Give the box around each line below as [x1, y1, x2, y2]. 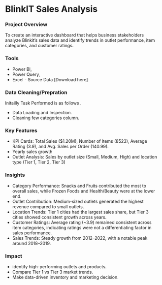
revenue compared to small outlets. [12, 203, 84, 210]
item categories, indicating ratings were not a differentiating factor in [12, 224, 152, 230]
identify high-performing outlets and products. [12, 263, 107, 269]
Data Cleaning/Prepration [5, 89, 67, 95]
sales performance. [12, 230, 52, 236]
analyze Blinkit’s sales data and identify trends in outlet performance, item [5, 37, 155, 43]
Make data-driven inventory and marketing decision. [12, 274, 119, 280]
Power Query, [12, 71, 40, 77]
